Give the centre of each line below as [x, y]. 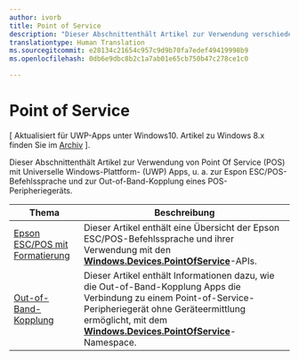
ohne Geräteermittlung [198, 308]
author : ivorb [36, 17]
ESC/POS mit [41, 244]
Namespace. [110, 342]
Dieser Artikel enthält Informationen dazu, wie [179, 275]
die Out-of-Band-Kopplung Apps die [163, 286]
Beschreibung [185, 212]
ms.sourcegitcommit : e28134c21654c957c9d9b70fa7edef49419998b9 [129, 51]
